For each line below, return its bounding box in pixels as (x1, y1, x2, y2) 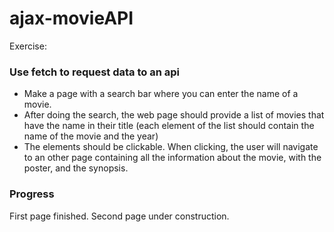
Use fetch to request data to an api (9, 65, 180, 79)
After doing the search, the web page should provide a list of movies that (23, 109, 325, 121)
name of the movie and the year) (23, 130, 159, 142)
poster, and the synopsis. (23, 162, 129, 174)
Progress (9, 187, 55, 201)
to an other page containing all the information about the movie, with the (23, 152, 322, 164)
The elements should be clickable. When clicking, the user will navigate (23, 141, 319, 153)
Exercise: (9, 40, 47, 52)
